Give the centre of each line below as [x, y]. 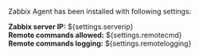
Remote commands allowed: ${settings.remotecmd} [95, 35]
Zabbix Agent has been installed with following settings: [100, 11]
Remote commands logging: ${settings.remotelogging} [100, 43]
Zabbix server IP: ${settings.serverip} [71, 26]
